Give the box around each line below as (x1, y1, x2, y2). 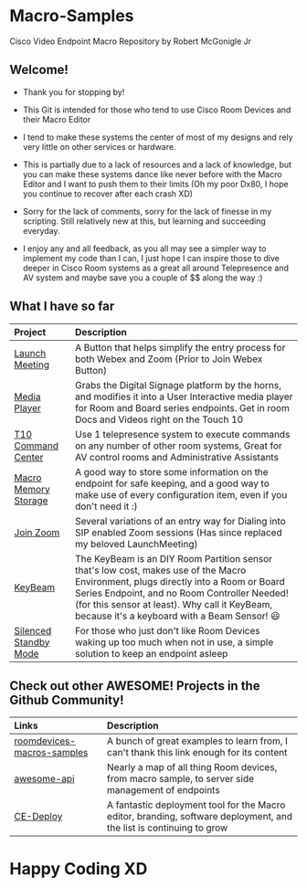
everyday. (22, 225, 61, 236)
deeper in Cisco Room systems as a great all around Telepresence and (22, 262, 290, 273)
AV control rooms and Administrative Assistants (74, 450, 279, 463)
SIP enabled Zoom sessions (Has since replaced (74, 526, 282, 539)
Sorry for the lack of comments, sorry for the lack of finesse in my (22, 206, 272, 217)
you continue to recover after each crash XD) (22, 188, 194, 199)
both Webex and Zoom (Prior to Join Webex (74, 353, 263, 365)
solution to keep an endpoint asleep (74, 647, 228, 660)
